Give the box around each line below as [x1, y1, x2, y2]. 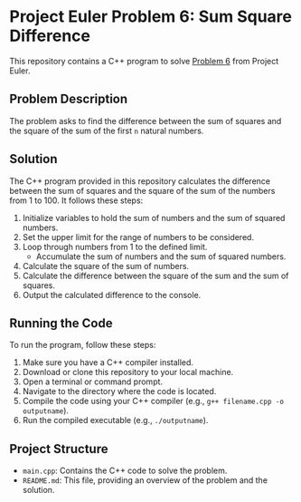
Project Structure [9, 441, 108, 457]
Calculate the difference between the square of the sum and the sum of [22, 270, 289, 281]
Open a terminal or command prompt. [22, 376, 164, 387]
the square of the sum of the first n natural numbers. [9, 125, 204, 136]
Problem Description [9, 92, 128, 107]
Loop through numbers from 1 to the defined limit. [22, 241, 208, 252]
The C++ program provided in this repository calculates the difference [9, 175, 271, 187]
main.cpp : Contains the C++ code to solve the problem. [22, 465, 228, 477]
